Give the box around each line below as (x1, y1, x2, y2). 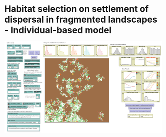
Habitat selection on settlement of (4, 3, 149, 15)
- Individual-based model (4, 25, 112, 36)
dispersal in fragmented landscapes (4, 14, 158, 25)
